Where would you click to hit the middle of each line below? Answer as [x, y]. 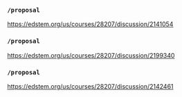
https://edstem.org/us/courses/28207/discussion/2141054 [90, 24]
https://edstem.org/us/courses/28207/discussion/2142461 [91, 86]
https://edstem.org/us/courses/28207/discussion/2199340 [91, 55]
